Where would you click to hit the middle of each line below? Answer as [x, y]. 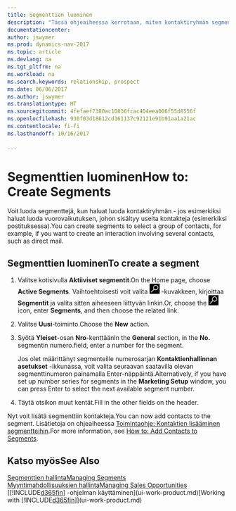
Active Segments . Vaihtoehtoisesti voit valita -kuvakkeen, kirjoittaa [120, 291]
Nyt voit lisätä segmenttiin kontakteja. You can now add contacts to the [109, 416]
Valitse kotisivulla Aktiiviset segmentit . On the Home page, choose [114, 280]
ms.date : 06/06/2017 [38, 89]
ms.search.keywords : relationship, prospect [73, 82]
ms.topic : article [34, 52]
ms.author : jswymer [36, 96]
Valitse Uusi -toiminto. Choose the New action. [83, 324]
